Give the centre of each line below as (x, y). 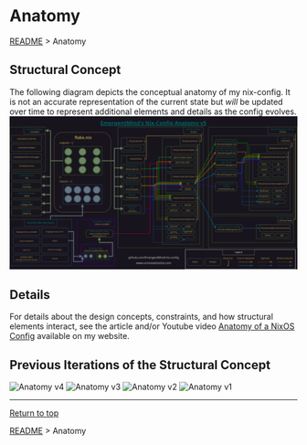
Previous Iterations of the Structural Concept (140, 365)
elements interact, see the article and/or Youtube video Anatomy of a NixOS (152, 326)
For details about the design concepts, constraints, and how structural (142, 317)
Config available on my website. (69, 336)
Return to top (34, 413)
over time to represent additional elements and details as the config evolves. (153, 111)
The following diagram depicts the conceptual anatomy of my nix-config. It (150, 91)
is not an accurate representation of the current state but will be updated (146, 101)
